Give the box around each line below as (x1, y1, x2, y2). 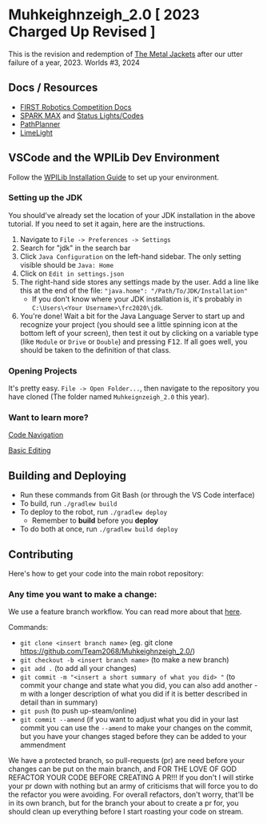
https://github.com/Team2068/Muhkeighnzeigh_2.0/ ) (19, 647, 196, 656)
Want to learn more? (8, 412, 90, 423)
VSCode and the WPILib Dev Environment (8, 151, 220, 165)
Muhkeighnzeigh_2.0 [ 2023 (8, 6, 200, 24)
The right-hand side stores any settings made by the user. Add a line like (19, 277, 259, 286)
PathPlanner (19, 119, 61, 129)
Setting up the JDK (8, 192, 83, 204)
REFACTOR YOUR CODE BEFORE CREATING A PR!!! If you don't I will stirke (8, 773, 254, 782)
